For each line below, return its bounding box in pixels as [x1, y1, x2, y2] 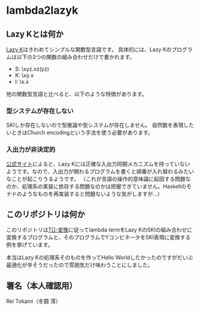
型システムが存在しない [6, 107, 74, 115]
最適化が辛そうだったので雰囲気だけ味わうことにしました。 [6, 262, 153, 269]
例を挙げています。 [6, 241, 53, 248]
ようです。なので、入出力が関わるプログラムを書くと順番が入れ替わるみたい [6, 168, 195, 175]
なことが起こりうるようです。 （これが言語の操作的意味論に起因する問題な [6, 175, 191, 183]
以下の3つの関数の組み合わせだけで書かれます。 [16, 53, 135, 60]
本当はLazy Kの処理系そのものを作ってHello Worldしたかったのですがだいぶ [6, 254, 193, 261]
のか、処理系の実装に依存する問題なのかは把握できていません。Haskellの [6, 183, 187, 190]
